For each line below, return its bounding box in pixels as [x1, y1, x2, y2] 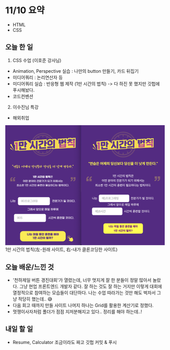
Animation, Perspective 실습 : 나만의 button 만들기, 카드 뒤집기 [12, 68, 139, 74]
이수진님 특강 [12, 104, 39, 110]
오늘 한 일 [5, 43, 33, 52]
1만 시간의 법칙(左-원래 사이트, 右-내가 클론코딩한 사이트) [5, 246, 118, 253]
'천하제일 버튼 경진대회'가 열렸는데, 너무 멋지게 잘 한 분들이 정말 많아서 [12, 277, 152, 283]
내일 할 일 [5, 325, 33, 333]
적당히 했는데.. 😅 [18, 296, 53, 302]
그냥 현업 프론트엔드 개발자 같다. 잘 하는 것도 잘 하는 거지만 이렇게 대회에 [19, 283, 162, 289]
